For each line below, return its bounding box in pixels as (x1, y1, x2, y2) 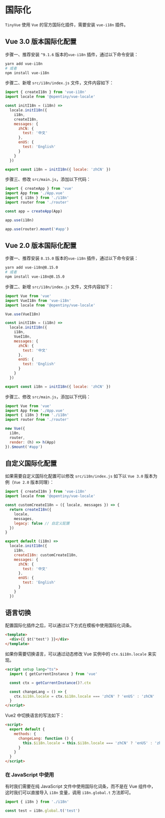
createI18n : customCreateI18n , (14, 553, 78, 557)
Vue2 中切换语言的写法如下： (5, 712, 65, 718)
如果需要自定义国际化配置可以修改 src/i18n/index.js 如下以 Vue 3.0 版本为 (5, 473, 158, 479)
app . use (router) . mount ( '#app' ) (5, 227, 69, 232)
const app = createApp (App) (5, 208, 63, 214)
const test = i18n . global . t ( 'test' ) (5, 808, 80, 814)
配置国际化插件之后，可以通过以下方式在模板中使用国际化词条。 (5, 622, 134, 628)
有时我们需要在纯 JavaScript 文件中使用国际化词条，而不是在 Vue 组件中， (5, 784, 156, 789)
